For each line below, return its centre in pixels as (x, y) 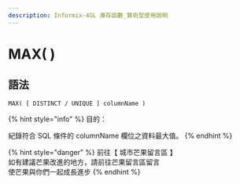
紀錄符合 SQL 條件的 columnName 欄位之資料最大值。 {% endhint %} (120, 135)
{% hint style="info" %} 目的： (58, 119)
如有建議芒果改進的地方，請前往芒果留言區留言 (84, 162)
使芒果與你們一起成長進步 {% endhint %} (74, 171)
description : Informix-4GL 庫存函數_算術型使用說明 (88, 15)
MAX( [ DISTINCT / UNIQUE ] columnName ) (77, 103)
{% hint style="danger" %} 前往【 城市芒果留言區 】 (92, 152)
